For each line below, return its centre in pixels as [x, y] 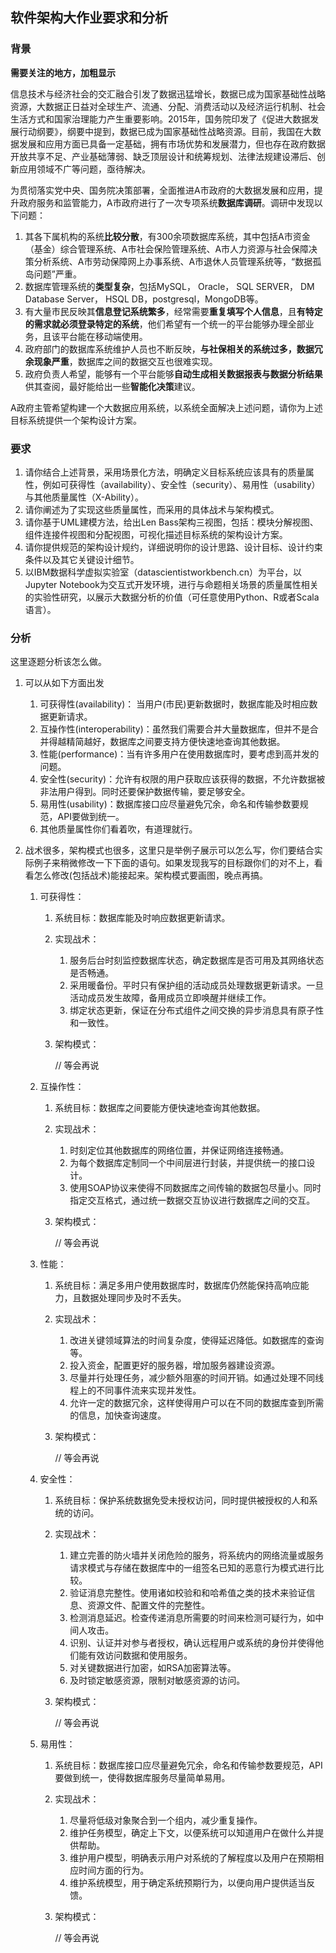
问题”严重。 [57, 274]
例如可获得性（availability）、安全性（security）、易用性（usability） [181, 484]
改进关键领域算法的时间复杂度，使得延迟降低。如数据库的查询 [197, 1340]
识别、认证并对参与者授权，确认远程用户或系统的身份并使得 [192, 1643]
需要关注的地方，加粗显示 [63, 72]
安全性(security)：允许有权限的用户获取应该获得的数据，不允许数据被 [182, 779]
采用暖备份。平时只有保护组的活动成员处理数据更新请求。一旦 [197, 985]
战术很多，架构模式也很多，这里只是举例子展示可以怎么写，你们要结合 [169, 850]
